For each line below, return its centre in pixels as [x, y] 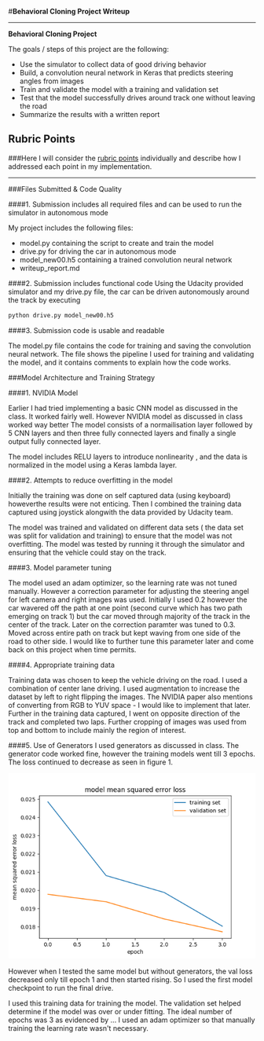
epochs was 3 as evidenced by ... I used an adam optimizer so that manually [132, 1020]
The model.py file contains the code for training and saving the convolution [130, 346]
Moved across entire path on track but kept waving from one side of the [125, 632]
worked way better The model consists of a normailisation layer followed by [130, 424]
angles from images [51, 81]
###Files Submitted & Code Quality [65, 189]
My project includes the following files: [71, 228]
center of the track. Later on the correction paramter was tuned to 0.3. [122, 625]
